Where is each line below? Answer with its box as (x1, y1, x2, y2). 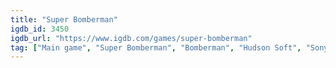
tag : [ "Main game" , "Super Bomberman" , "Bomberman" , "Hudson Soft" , (10, 42, 302, 53)
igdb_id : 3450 (10, 24, 70, 34)
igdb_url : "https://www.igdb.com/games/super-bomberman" (10, 33, 253, 43)
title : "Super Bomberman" (10, 14, 118, 25)
